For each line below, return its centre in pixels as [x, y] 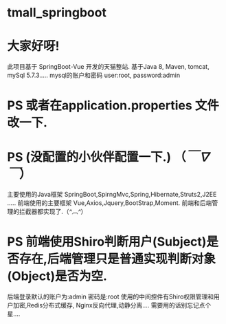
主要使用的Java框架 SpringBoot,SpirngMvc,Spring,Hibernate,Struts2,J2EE [112, 195]
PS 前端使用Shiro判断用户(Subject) [107, 242]
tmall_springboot [57, 13]
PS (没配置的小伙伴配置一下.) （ [97, 157]
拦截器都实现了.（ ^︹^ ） [53, 212]
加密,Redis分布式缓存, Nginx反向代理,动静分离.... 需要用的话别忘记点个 [112, 305]
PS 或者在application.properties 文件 [113, 106]
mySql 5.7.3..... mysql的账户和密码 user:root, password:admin [94, 75]
